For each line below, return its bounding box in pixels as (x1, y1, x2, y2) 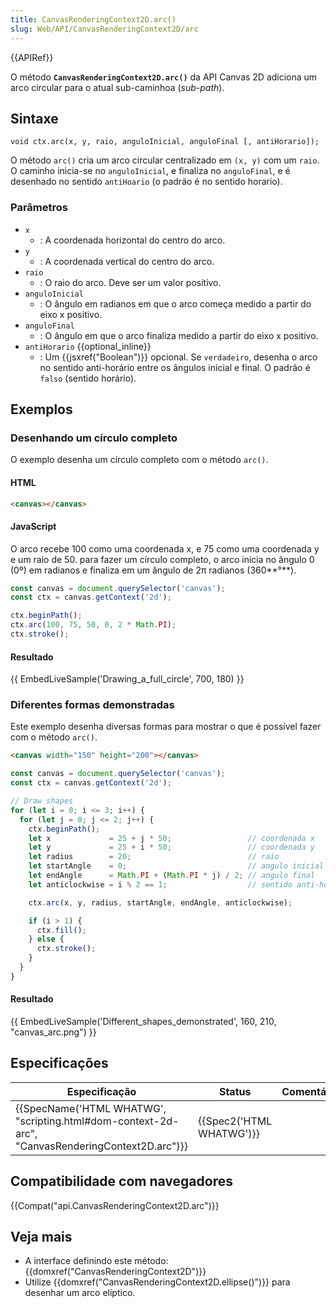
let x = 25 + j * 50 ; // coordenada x (28, 833, 315, 843)
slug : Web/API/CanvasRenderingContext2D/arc (10, 24, 199, 34)
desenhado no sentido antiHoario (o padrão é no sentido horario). (10, 176, 283, 188)
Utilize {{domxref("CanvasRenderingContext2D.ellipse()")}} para (24, 1276, 291, 1288)
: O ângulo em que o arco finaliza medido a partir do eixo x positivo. (39, 329, 319, 341)
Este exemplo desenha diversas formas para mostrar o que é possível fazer (10, 721, 322, 733)
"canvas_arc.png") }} (10, 1026, 97, 1038)
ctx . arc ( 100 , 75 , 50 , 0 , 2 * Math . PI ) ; (10, 620, 177, 630)
